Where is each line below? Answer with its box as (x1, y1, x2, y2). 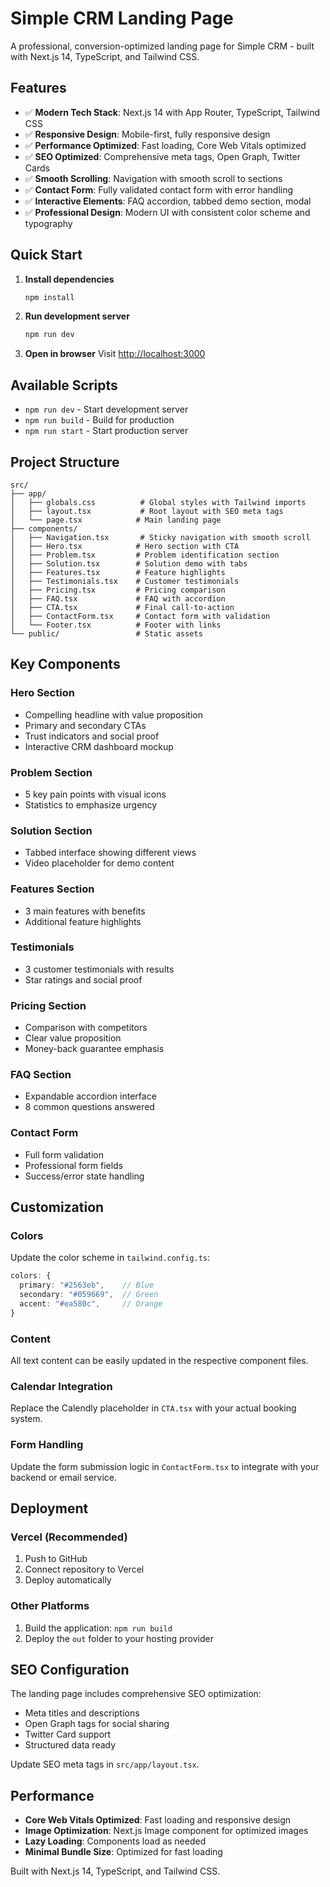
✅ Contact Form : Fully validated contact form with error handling (24, 183, 294, 196)
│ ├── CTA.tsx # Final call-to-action (10, 602, 235, 612)
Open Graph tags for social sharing (24, 1718, 170, 1730)
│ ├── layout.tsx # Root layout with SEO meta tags (10, 506, 284, 516)
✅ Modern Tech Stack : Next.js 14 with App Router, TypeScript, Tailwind (24, 106, 321, 118)
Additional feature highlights (24, 915, 142, 927)
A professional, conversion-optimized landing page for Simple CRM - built (10, 40, 315, 52)
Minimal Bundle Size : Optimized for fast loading (24, 1846, 223, 1858)
